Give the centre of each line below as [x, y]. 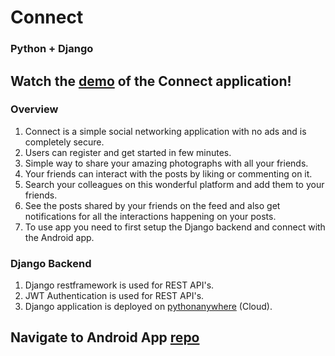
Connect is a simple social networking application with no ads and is [165, 131]
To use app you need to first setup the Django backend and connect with [175, 227]
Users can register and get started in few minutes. [128, 152]
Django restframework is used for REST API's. [119, 285]
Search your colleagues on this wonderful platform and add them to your [174, 184]
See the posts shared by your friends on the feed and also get [152, 205]
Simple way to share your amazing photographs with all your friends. [166, 163]
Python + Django [52, 49]
